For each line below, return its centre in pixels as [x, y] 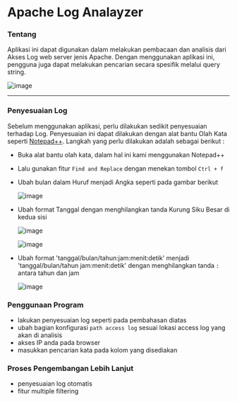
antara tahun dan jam [48, 273]
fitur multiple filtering [48, 391]
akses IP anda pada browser [59, 343]
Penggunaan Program [45, 305]
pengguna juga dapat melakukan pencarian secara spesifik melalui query [114, 65]
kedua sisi [32, 217]
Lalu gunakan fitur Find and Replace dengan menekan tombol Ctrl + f [121, 168]
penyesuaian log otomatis [55, 384]
